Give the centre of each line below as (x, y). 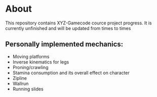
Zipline (19, 78)
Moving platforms (31, 56)
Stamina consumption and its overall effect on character (71, 73)
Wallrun (21, 83)
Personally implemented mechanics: (64, 44)
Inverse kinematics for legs (41, 62)
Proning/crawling (30, 67)
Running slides (28, 89)
